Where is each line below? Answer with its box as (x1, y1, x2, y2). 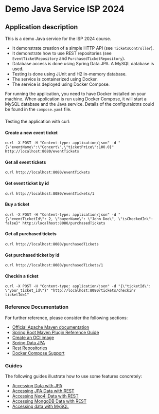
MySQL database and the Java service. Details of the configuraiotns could (5, 101, 154, 107)
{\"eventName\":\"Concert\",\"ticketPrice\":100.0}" (5, 145, 114, 150)
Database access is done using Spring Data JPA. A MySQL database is (12, 61, 154, 66)
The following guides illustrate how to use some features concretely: (5, 373, 142, 379)
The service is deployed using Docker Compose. (12, 81, 110, 87)
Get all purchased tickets (5, 231, 57, 237)
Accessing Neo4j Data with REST (12, 393, 79, 399)
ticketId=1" (5, 292, 29, 298)
